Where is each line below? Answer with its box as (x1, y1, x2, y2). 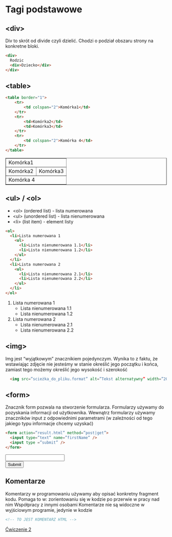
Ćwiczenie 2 (5, 526, 32, 532)
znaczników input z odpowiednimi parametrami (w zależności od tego (5, 415, 153, 421)
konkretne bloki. (5, 43, 39, 49)
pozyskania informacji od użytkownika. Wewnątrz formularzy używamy (5, 410, 156, 416)
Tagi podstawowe (5, 4, 82, 15)
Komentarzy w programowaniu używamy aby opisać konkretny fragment (5, 490, 159, 496)
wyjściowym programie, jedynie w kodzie (5, 507, 93, 513)
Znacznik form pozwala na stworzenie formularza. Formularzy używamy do (5, 404, 164, 410)
